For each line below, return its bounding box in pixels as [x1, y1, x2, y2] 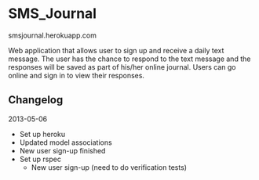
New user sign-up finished [19, 146, 106, 155]
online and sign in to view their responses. [8, 70, 145, 80]
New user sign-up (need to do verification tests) [31, 162, 187, 172]
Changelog [8, 93, 64, 106]
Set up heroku [19, 129, 66, 139]
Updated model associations [19, 138, 112, 147]
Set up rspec [19, 154, 61, 164]
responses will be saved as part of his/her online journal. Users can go [8, 62, 236, 71]
